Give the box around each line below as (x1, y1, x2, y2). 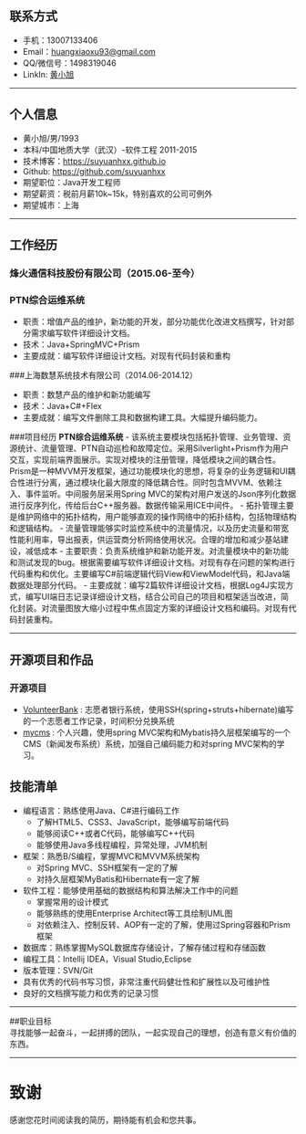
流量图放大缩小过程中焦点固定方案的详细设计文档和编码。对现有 (48, 603, 289, 614)
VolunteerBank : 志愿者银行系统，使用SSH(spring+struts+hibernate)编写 (22, 704, 294, 715)
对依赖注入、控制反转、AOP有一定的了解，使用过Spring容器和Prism (36, 919, 291, 929)
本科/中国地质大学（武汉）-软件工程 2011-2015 (22, 144, 198, 155)
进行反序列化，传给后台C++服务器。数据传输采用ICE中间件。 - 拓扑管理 (9, 500, 279, 511)
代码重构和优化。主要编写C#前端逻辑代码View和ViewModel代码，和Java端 (9, 569, 291, 580)
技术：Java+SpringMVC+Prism (22, 339, 140, 350)
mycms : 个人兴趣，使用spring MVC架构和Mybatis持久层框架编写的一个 (22, 727, 291, 738)
